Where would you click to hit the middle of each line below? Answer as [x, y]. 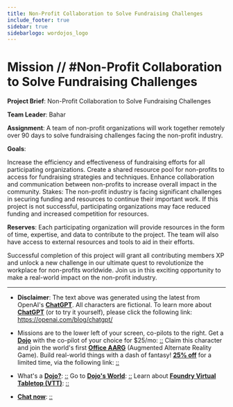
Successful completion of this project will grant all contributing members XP [116, 256]
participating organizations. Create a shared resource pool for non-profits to [116, 170]
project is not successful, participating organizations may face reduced [109, 207]
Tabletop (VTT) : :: [43, 383]
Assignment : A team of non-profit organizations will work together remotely [116, 128]
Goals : [17, 149]
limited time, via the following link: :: [68, 363]
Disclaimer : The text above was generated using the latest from [109, 297]
